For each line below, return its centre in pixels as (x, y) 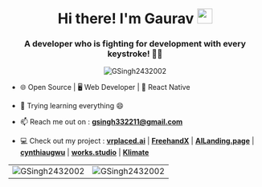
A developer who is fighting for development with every (135, 44)
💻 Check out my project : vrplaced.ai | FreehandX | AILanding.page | (137, 141)
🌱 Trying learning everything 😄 (72, 106)
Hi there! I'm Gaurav (126, 19)
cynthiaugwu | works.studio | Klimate (84, 152)
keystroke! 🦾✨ (135, 54)
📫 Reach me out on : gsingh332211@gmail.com (101, 122)
